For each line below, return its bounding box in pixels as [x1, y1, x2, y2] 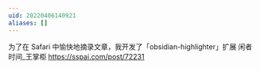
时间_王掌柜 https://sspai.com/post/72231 [8, 52, 145, 61]
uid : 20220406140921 [8, 11, 77, 20]
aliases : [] [8, 19, 48, 27]
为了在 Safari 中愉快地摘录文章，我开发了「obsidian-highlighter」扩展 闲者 [8, 41, 253, 52]
